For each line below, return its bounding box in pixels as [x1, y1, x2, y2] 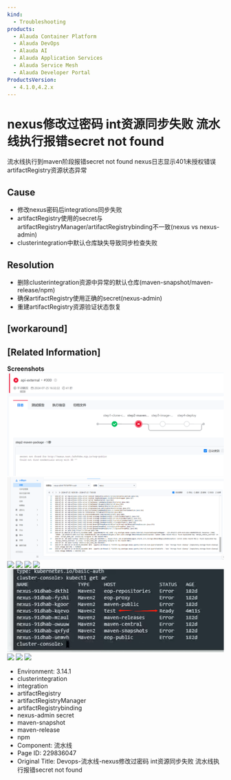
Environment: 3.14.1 [16, 667, 71, 675]
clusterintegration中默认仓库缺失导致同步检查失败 [16, 239, 158, 247]
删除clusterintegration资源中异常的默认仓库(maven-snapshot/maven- [16, 278, 214, 286]
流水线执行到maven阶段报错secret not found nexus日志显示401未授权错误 [7, 158, 217, 166]
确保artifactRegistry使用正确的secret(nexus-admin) [16, 294, 163, 302]
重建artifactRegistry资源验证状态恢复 [16, 303, 122, 311]
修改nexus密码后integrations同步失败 [16, 206, 122, 214]
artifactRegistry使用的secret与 [16, 214, 103, 223]
